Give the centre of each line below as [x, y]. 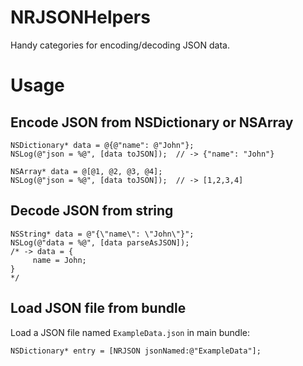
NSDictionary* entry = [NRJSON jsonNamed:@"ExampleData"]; [136, 351]
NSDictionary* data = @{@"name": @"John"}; [102, 145]
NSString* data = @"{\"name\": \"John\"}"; [102, 234]
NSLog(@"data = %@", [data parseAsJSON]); [100, 242]
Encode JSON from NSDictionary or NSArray [152, 122]
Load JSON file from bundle [98, 308]
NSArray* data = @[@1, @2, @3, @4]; [86, 171]
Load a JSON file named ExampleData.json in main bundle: [130, 332]
